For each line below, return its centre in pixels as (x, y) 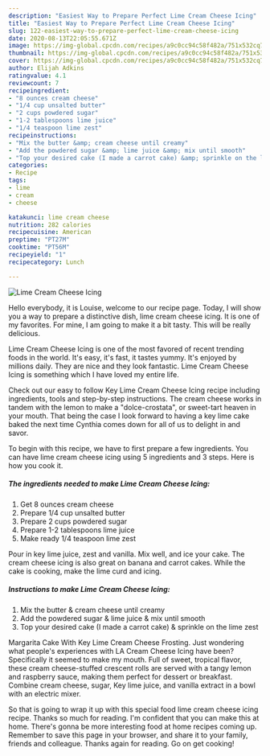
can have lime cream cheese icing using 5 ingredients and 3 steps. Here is (131, 457)
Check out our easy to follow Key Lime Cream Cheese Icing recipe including (134, 390)
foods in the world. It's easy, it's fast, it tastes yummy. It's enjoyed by (123, 357)
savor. (18, 433)
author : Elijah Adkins (46, 68)
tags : (17, 181)
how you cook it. (36, 465)
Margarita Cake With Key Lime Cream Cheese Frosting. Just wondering (126, 642)
